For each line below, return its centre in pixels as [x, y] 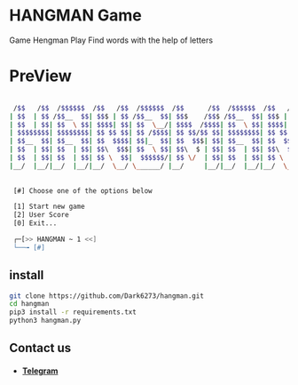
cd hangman [29, 304]
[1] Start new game [49, 207]
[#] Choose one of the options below [82, 191]
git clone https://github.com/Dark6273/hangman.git [106, 296]
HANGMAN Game [75, 16]
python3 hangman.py [45, 321]
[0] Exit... [35, 223]
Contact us [40, 348]
